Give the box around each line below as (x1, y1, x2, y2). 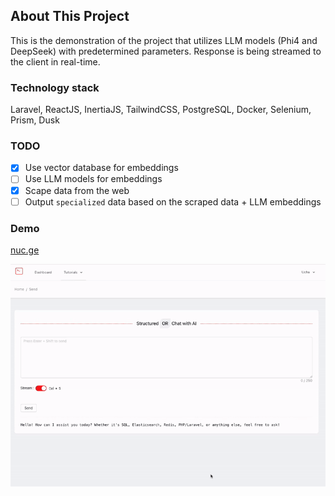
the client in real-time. (10, 55, 101, 68)
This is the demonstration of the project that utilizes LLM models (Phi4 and (10, 34, 318, 46)
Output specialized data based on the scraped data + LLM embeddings (24, 195, 322, 208)
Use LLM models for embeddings (24, 173, 163, 185)
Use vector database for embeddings (24, 162, 179, 174)
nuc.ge (10, 244, 40, 256)
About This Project (10, 8, 130, 25)
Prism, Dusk (10, 114, 60, 126)
